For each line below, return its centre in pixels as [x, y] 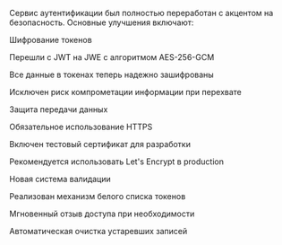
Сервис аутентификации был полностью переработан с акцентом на [141, 13]
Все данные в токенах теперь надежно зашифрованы [112, 74]
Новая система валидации [60, 179]
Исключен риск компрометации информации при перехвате [125, 92]
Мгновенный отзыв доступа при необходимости [102, 214]
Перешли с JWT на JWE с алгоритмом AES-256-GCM [112, 57]
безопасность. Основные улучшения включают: [102, 22]
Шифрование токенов [51, 40]
